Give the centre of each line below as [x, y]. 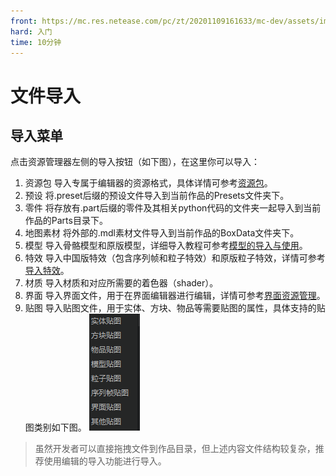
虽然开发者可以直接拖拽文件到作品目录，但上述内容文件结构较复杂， [175, 449]
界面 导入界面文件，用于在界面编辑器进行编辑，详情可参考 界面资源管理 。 [175, 296]
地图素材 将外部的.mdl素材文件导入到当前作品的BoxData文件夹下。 [162, 233]
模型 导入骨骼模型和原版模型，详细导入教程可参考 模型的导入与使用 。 [166, 246]
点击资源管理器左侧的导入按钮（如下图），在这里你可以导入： [135, 162]
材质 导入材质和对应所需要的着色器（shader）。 [121, 283]
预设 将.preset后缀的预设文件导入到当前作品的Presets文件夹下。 [157, 196]
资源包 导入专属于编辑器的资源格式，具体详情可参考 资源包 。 [148, 183]
